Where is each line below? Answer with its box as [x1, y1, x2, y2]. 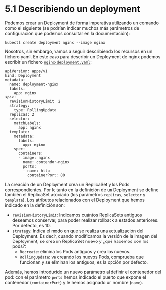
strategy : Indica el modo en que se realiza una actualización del [12, 228, 144, 234]
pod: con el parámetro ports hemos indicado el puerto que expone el [5, 274, 146, 280]
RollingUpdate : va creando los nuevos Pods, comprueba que [19, 254, 144, 260]
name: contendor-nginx [23, 159, 70, 164]
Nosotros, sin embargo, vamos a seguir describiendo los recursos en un [5, 48, 153, 54]
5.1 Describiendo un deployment [5, 3, 140, 15]
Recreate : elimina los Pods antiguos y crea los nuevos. [19, 248, 131, 254]
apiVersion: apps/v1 [5, 68, 48, 74]
